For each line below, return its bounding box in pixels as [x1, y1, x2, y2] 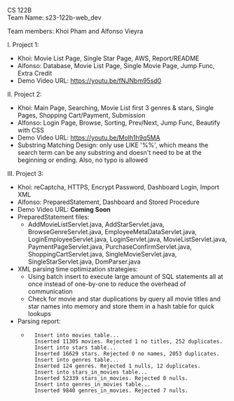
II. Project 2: [7, 90, 42, 98]
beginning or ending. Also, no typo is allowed [17, 156, 149, 164]
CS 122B [7, 6, 32, 14]
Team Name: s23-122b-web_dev [7, 13, 102, 22]
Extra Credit [17, 69, 53, 77]
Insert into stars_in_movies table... [34, 369, 148, 376]
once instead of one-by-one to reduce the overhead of [27, 280, 186, 288]
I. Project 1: [7, 41, 39, 48]
